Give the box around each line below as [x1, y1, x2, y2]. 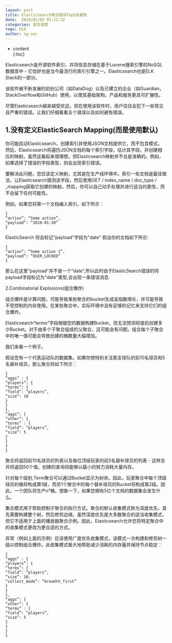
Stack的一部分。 [5, 75, 40, 80]
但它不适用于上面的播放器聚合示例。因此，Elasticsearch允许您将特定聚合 [5, 517, 159, 524]
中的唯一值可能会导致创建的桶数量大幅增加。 [5, 332, 100, 338]
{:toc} [12, 51, 25, 57]
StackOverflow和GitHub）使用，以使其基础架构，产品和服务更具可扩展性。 [5, 92, 163, 98]
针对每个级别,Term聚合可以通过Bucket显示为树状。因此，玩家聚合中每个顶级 [5, 474, 167, 481]
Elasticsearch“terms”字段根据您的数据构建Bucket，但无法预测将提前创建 [5, 319, 158, 326]
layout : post [5, 7, 33, 13]
